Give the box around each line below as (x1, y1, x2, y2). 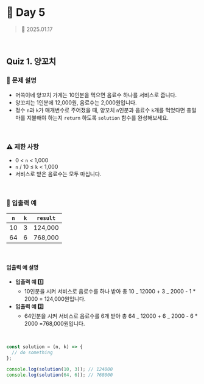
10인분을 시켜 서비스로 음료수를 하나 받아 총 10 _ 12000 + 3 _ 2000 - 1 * (24, 288, 196, 295)
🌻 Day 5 (6, 5, 46, 19)
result (36, 215, 56, 222)
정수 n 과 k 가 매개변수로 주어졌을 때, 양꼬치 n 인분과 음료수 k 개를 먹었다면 (15, 106, 186, 114)
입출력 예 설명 (6, 264, 38, 271)
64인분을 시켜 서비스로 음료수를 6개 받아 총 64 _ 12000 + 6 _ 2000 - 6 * (24, 312, 198, 320)
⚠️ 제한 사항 (6, 142, 39, 151)
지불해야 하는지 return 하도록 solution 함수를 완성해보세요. (26, 114, 169, 121)
